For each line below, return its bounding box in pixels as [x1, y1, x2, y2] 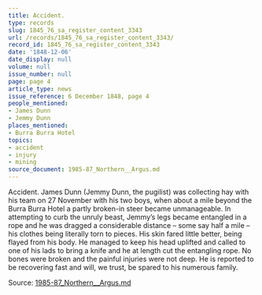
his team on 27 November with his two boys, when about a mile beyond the [8, 196, 253, 205]
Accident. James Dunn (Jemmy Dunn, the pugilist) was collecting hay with [8, 187, 249, 196]
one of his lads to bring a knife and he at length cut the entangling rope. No [8, 246, 252, 255]
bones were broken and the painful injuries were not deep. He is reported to [8, 254, 254, 263]
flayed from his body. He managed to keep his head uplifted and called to [8, 237, 246, 247]
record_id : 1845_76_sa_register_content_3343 [8, 41, 160, 49]
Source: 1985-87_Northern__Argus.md [8, 278, 131, 287]
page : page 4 [8, 77, 51, 85]
